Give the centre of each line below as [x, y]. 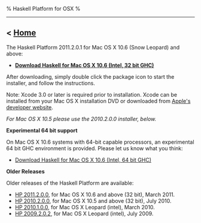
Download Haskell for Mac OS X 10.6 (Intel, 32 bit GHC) [84, 65]
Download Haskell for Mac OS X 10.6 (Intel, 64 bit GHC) [83, 160]
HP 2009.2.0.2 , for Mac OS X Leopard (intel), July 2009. [84, 213]
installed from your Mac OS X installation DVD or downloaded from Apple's [98, 101]
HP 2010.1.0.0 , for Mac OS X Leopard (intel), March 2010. [85, 207]
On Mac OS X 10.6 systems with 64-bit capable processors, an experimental [100, 142]
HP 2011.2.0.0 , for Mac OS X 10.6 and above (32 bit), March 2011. [95, 194]
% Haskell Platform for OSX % [43, 9]
